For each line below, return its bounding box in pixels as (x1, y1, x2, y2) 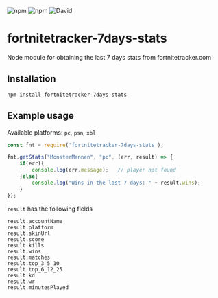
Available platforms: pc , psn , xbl (7, 128, 96, 137)
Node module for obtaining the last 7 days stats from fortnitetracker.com (7, 53, 212, 61)
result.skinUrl (7, 230, 51, 237)
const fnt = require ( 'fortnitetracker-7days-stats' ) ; (7, 141, 165, 148)
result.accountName (7, 218, 63, 225)
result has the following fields (7, 205, 93, 213)
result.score (7, 236, 45, 243)
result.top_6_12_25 (7, 266, 63, 273)
